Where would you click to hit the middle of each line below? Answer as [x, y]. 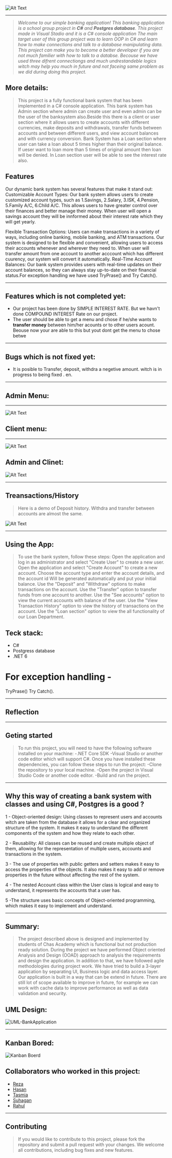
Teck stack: [24, 633]
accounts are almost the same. [50, 513]
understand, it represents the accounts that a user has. [63, 890]
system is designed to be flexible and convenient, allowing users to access [84, 242]
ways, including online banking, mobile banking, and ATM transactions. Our [85, 237]
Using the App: [30, 544]
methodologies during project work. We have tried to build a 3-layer [89, 966]
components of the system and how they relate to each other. [70, 833]
